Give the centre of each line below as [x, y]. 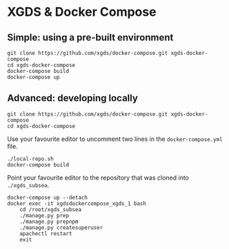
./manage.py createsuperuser [61, 228]
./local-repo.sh [30, 159]
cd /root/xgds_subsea [50, 209]
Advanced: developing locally [72, 98]
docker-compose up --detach [48, 197]
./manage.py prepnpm [49, 221]
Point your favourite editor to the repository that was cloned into [98, 177]
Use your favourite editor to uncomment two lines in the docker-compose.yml [115, 139]
